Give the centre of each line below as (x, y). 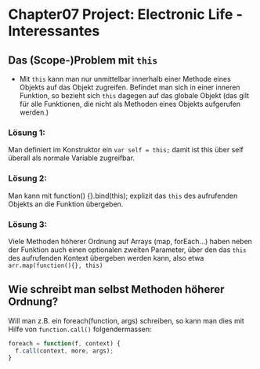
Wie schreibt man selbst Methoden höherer (116, 289)
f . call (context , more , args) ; (64, 351)
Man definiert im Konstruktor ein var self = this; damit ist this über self (126, 150)
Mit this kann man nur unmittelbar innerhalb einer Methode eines (125, 79)
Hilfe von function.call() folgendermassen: (80, 329)
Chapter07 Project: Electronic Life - (125, 15)
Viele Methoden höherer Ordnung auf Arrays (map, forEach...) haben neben (130, 241)
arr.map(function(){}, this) (56, 265)
